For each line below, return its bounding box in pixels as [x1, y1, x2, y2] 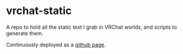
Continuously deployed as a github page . [6, 41, 106, 48]
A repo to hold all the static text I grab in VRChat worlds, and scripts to [6, 23, 177, 31]
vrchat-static [6, 4, 72, 18]
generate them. [6, 29, 44, 36]
